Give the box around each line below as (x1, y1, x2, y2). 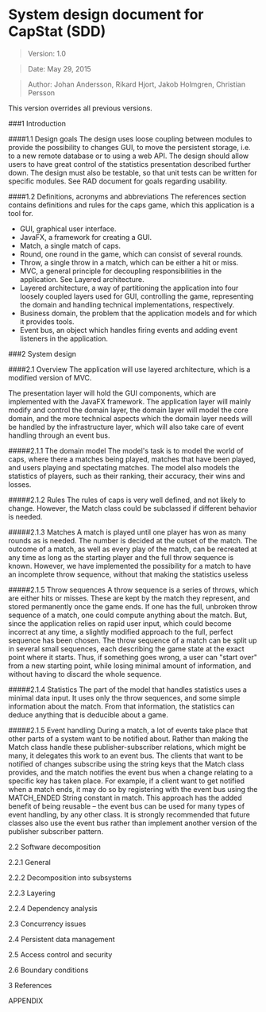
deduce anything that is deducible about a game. (8, 709, 169, 720)
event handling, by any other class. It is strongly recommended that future (8, 809, 250, 819)
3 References (8, 980, 52, 990)
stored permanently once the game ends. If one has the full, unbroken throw (8, 601, 258, 611)
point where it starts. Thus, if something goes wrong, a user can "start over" (8, 652, 258, 662)
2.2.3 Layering (8, 888, 56, 898)
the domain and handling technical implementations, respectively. (19, 299, 235, 309)
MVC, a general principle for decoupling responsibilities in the (19, 266, 222, 276)
